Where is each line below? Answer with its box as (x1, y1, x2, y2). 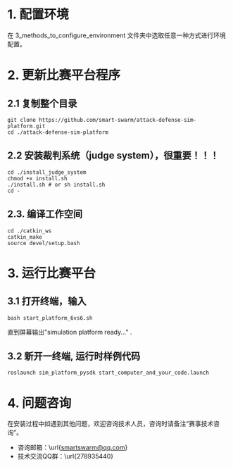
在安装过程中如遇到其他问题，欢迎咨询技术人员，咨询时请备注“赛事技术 (7, 420, 214, 428)
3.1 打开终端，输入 (7, 295, 87, 307)
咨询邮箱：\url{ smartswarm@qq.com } (17, 443, 128, 452)
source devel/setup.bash (7, 239, 80, 247)
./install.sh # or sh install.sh (7, 181, 106, 188)
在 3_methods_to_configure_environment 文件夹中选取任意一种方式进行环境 (7, 31, 227, 39)
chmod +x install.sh (7, 175, 68, 182)
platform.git (7, 123, 46, 130)
